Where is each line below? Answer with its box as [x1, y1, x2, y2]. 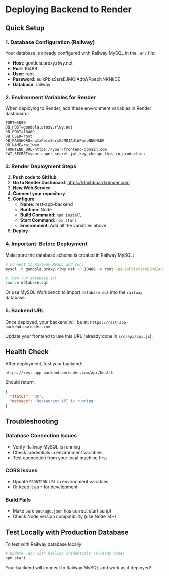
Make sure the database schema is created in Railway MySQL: [5, 252, 134, 258]
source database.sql [5, 280, 49, 285]
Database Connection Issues [5, 432, 77, 439]
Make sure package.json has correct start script [12, 508, 112, 514]
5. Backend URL [5, 307, 44, 314]
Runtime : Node [20, 207, 52, 213]
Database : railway [12, 81, 51, 87]
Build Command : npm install [20, 212, 82, 218]
